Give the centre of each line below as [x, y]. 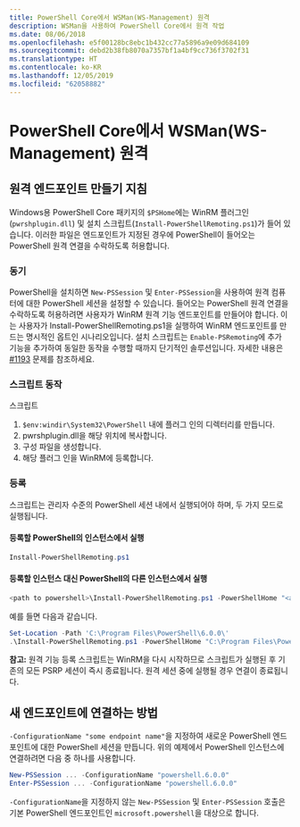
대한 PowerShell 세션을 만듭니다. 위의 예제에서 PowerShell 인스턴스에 [162, 748]
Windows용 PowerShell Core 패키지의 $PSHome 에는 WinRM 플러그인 [129, 212]
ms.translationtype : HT [54, 59]
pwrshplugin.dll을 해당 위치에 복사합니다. [94, 436]
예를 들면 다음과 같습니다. [54, 616]
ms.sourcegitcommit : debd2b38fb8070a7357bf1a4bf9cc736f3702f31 [129, 51]
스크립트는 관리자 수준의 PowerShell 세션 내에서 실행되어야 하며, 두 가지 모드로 [146, 505]
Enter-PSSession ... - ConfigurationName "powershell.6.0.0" [124, 784]
